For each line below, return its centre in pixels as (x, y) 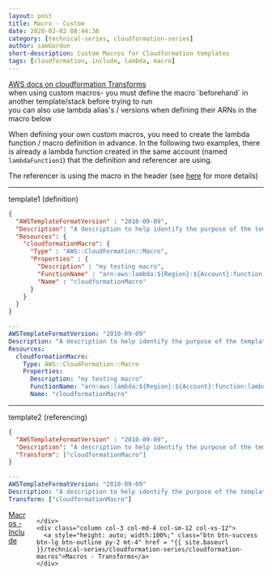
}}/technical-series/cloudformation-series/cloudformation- (140, 549)
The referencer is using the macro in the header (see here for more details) (134, 176)
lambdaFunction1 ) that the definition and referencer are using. (110, 160)
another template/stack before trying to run (81, 101)
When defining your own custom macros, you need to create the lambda (129, 134)
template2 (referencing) (48, 417)
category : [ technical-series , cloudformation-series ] (101, 38)
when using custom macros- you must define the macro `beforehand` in (128, 92)
